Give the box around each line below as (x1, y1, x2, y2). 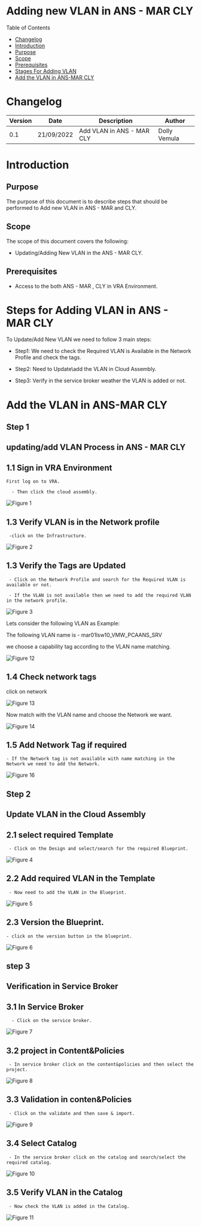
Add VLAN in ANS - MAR (78, 126, 150, 135)
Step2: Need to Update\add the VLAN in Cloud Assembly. (14, 366, 157, 373)
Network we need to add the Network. (6, 761, 100, 767)
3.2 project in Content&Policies (6, 1045, 124, 1056)
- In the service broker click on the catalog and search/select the (8, 1154, 186, 1160)
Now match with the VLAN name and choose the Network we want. (6, 711, 172, 718)
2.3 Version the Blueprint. (6, 917, 104, 927)
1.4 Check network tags (6, 672, 97, 682)
